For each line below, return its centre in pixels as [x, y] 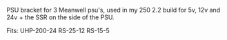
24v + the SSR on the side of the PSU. [60, 17]
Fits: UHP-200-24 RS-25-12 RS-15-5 [58, 31]
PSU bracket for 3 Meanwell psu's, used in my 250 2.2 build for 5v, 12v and [113, 10]
